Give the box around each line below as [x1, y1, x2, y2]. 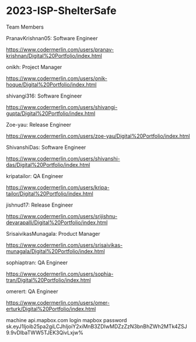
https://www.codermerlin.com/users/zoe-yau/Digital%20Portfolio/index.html [6, 132, 190, 139]
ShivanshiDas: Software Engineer [6, 144, 86, 151]
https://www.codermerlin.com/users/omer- [6, 299, 110, 306]
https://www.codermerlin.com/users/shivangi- [6, 103, 118, 110]
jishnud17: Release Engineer [6, 201, 73, 208]
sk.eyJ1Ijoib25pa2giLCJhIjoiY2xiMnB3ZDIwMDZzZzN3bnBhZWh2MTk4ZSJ [6, 323, 188, 330]
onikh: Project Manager [6, 63, 62, 71]
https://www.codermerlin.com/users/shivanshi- [6, 155, 121, 162]
